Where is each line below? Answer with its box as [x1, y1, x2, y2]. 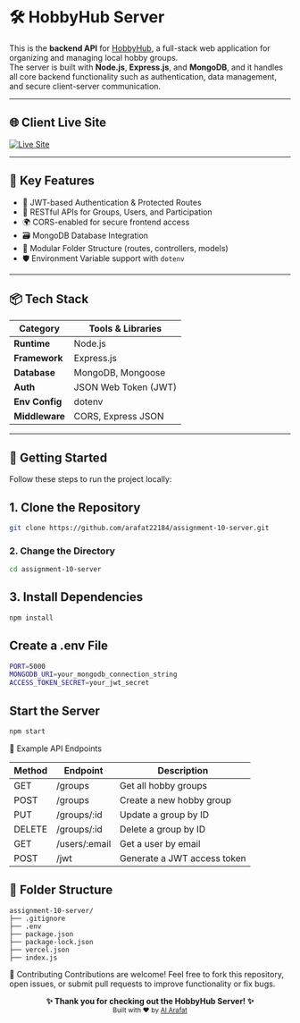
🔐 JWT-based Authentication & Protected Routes [21, 197, 203, 207]
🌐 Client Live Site [9, 115, 107, 131]
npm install [9, 613, 54, 622]
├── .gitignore [9, 914, 66, 923]
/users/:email [56, 837, 112, 850]
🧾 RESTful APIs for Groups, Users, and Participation [21, 207, 212, 217]
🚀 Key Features [9, 173, 96, 189]
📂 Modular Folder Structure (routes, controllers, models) [21, 242, 229, 253]
